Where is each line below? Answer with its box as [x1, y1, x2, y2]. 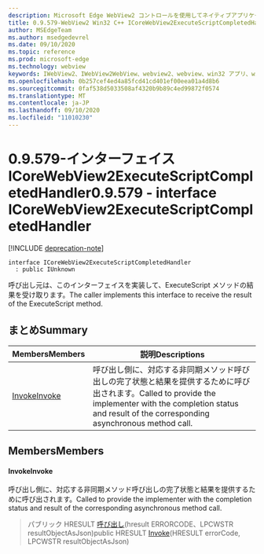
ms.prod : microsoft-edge [8, 56, 90, 64]
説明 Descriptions [140, 349, 205, 360]
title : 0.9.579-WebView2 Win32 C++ [8, 19, 125, 27]
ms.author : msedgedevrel [8, 33, 90, 42]
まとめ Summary [8, 324, 88, 337]
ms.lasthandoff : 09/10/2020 [8, 107, 101, 115]
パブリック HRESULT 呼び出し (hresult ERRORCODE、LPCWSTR [27, 519, 234, 529]
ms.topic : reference [8, 48, 76, 56]
